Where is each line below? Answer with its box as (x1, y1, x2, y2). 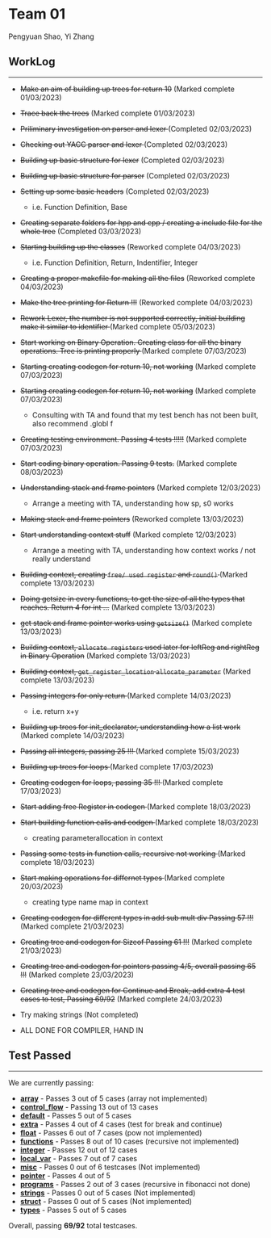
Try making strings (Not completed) (19, 1009, 139, 1019)
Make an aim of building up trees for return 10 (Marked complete (19, 84, 236, 94)
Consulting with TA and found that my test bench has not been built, (31, 409, 259, 420)
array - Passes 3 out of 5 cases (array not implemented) (19, 1093, 208, 1103)
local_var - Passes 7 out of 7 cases (19, 1153, 138, 1163)
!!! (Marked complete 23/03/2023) (19, 970, 135, 980)
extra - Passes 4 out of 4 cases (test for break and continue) (19, 1119, 223, 1129)
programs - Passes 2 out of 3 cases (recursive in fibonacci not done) (19, 1179, 252, 1189)
